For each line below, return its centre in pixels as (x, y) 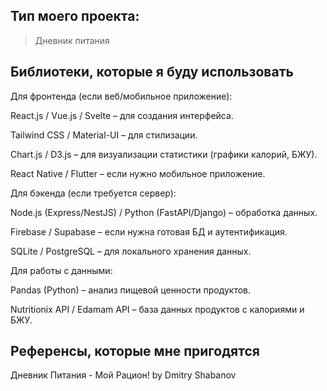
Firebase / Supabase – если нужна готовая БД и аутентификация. (149, 231)
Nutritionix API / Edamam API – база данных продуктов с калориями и (157, 309)
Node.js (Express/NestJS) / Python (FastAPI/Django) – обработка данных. (164, 212)
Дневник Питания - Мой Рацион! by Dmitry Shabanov (123, 375)
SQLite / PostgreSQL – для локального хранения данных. (131, 251)
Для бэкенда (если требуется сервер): (93, 193)
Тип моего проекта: (75, 16)
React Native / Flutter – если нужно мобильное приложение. (138, 173)
